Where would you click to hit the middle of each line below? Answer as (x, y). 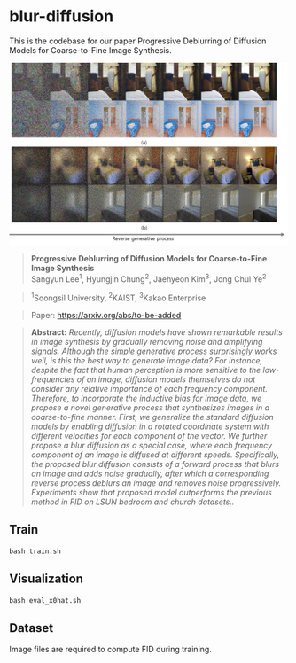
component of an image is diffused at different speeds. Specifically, (155, 455)
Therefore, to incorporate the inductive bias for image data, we (146, 398)
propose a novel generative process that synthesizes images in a (150, 407)
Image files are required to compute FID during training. (111, 649)
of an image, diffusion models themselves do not (166, 379)
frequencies (53, 379)
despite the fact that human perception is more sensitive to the (146, 370)
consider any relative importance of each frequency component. (149, 388)
